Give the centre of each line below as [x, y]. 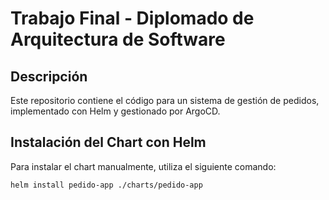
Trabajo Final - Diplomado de [132, 18]
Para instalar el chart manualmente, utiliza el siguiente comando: [143, 166]
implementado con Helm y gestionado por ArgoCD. [115, 111]
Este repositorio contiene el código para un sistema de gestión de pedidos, [165, 100]
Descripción [49, 76]
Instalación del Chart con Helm [108, 142]
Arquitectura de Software [118, 39]
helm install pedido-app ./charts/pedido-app [106, 185]
